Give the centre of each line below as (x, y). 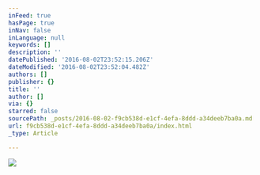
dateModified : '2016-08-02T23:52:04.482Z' (79, 67)
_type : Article (33, 133)
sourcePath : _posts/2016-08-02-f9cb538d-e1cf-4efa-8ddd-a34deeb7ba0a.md (130, 119)
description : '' (35, 52)
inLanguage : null (37, 38)
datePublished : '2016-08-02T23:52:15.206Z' (81, 60)
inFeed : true (30, 15)
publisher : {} (32, 82)
